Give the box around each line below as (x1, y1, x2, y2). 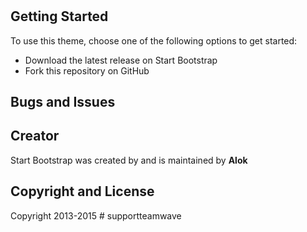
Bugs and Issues (10, 94, 116, 110)
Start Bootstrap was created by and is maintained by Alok (10, 154, 248, 166)
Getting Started (10, 8, 109, 25)
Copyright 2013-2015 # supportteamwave (10, 209, 182, 222)
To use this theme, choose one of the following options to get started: (10, 34, 298, 47)
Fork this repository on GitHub (24, 64, 150, 77)
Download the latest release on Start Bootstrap (24, 54, 218, 66)
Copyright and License (10, 183, 155, 200)
